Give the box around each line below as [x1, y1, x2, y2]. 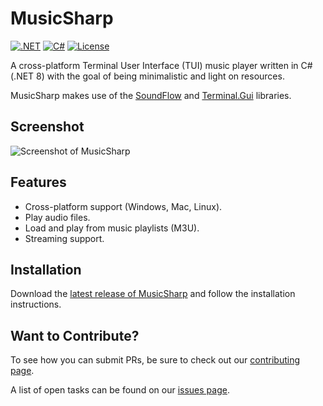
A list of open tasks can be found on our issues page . [10, 384, 230, 396]
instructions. [10, 298, 62, 311]
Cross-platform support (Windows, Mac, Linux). [24, 200, 223, 212]
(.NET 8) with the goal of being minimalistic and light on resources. [10, 70, 285, 82]
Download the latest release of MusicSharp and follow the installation [10, 288, 296, 300]
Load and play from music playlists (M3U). [24, 222, 200, 234]
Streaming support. [24, 232, 105, 244]
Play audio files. [24, 211, 91, 223]
